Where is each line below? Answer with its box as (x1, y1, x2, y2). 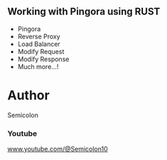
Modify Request (17, 47, 65, 55)
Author (7, 87, 50, 103)
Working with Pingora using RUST (7, 6, 161, 18)
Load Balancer (17, 39, 60, 48)
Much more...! (17, 62, 59, 70)
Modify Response (17, 55, 70, 63)
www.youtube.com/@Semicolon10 (7, 145, 108, 154)
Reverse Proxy (17, 32, 60, 41)
